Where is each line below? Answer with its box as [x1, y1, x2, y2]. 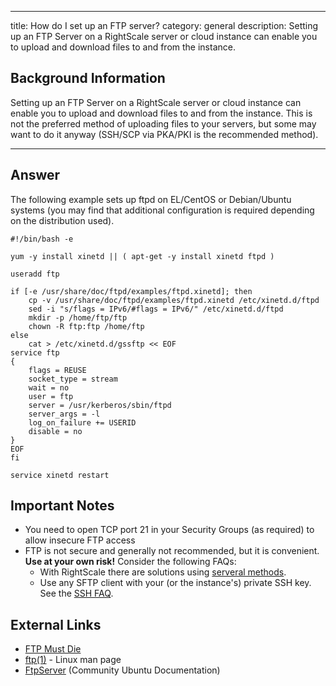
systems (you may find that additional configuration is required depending [10, 204, 315, 216]
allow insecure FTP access [24, 534, 136, 546]
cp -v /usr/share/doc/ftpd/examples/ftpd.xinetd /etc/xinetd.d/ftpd [28, 295, 320, 305]
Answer [10, 167, 61, 184]
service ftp [10, 347, 60, 358]
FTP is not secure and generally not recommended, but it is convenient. [24, 545, 320, 557]
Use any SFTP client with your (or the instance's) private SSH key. [39, 577, 312, 589]
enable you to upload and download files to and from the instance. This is [10, 107, 313, 119]
